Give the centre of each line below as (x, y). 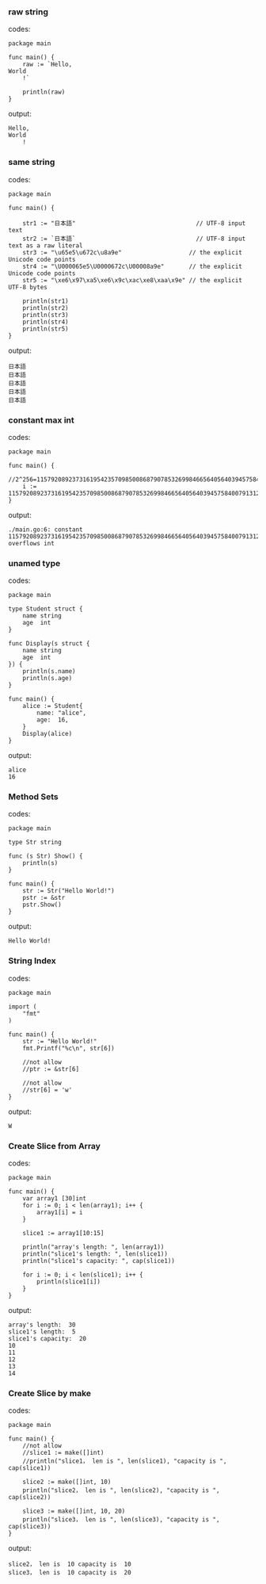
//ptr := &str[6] (51, 1069)
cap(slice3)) (30, 1527)
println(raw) (44, 92)
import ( (23, 1006)
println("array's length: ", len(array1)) (93, 1247)
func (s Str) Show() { (46, 856)
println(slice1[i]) (69, 1282)
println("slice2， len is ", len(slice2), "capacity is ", (121, 1490)
